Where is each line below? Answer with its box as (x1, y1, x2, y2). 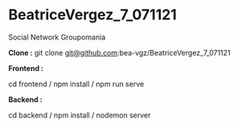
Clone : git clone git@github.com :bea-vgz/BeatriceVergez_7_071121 (8, 47, 231, 57)
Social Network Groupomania (8, 32, 106, 42)
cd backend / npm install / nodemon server (8, 110, 151, 120)
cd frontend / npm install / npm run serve (8, 79, 145, 89)
